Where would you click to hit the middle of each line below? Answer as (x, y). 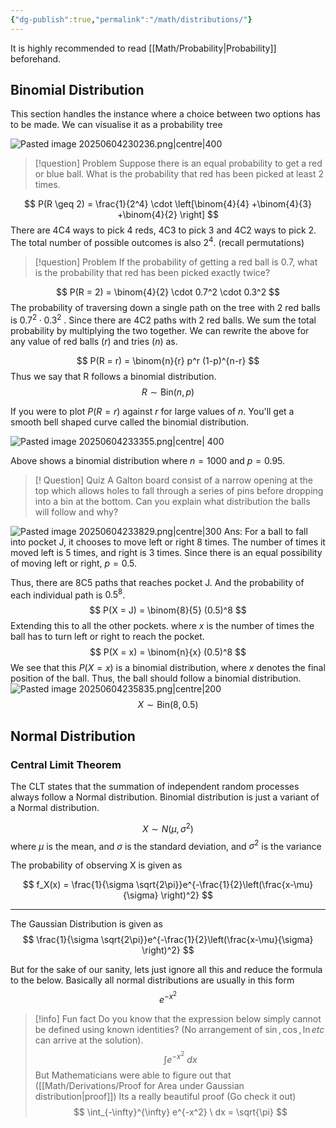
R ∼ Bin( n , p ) (168, 392)
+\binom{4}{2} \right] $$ (168, 215)
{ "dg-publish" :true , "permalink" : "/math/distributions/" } (131, 19)
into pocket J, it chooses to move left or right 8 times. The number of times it (168, 542)
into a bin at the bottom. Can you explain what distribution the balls (172, 501)
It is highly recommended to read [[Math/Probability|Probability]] (143, 48)
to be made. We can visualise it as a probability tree (116, 125)
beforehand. (36, 58)
